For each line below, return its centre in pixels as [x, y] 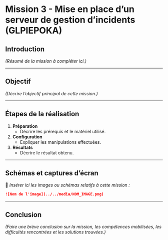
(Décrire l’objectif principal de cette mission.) [52, 93]
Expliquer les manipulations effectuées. [60, 142]
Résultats [22, 147]
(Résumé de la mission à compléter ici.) [46, 61]
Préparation [25, 126]
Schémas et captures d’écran [52, 173]
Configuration [27, 137]
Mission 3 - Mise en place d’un [70, 9]
